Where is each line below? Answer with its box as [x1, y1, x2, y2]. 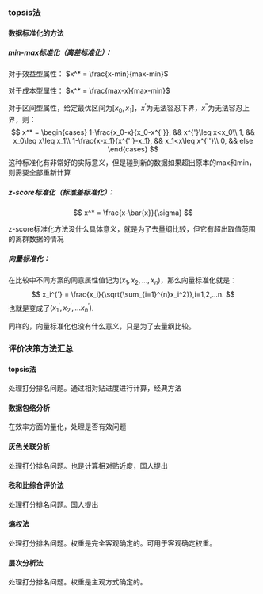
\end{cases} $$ [107, 144, 159, 154]
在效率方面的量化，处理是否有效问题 [8, 422, 127, 431]
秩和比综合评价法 [8, 481, 64, 490]
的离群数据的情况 [8, 234, 64, 243]
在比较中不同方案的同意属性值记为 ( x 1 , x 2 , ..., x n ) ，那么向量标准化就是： [8, 275, 238, 286]
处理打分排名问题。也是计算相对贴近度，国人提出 [8, 461, 168, 470]
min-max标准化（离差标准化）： [8, 48, 112, 57]
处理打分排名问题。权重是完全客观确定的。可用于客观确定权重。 [8, 538, 216, 548]
